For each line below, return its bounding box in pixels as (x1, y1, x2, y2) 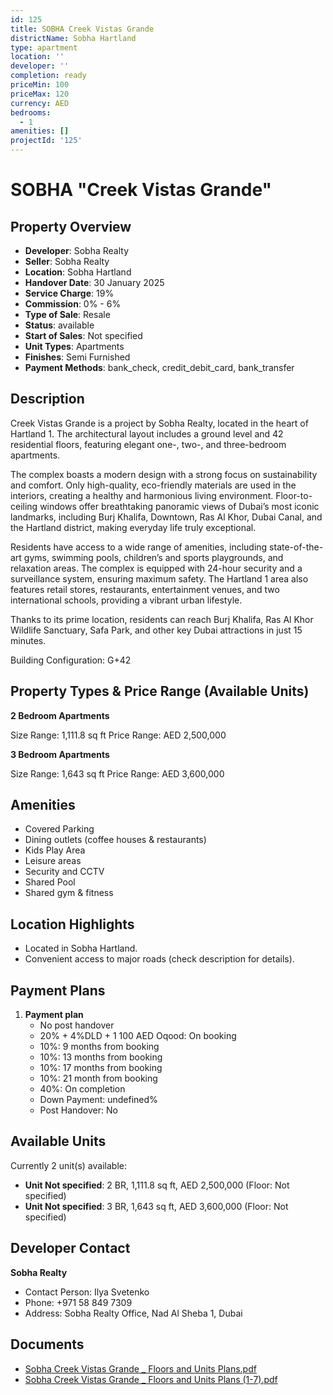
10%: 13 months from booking (39, 1051, 163, 1063)
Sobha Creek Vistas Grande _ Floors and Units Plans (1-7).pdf (24, 1373, 278, 1385)
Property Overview (10, 218, 132, 235)
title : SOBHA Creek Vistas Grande (10, 24, 155, 34)
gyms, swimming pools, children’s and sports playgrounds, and (23, 551, 284, 563)
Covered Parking (24, 823, 95, 835)
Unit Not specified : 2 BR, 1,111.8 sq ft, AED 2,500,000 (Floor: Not (24, 1179, 290, 1191)
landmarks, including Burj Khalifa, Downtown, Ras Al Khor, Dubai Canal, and (10, 511, 323, 523)
